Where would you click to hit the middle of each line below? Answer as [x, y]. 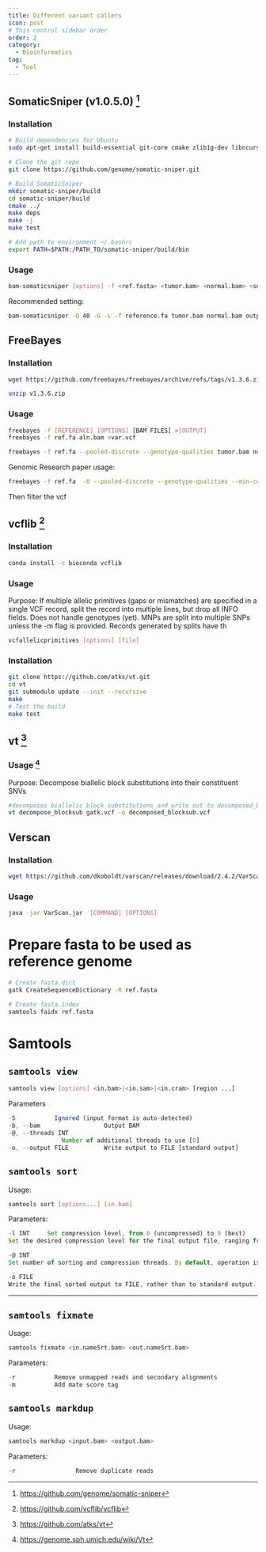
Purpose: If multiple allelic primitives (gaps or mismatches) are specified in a [133, 600]
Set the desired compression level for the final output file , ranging [129, 1241]
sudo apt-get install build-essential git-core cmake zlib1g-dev [118, 148]
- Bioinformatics [44, 52]
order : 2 [23, 38]
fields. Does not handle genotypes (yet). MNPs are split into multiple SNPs [129, 617]
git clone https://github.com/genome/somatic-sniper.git [104, 170]
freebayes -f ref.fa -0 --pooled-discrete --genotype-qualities [118, 482]
